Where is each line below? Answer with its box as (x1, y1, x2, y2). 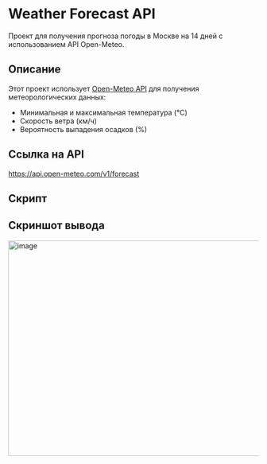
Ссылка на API (8, 148, 85, 162)
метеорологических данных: (8, 92, 106, 102)
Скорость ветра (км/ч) (19, 116, 98, 126)
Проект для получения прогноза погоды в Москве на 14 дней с (8, 31, 223, 41)
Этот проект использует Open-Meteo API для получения (8, 84, 199, 93)
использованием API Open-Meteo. (8, 39, 125, 49)
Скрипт (8, 192, 48, 205)
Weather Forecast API (8, 5, 157, 23)
